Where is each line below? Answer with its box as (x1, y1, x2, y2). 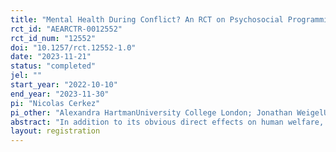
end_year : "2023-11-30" (10, 89, 110, 99)
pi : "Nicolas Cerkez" (10, 98, 101, 108)
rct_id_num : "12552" (10, 33, 97, 43)
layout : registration (10, 126, 101, 136)
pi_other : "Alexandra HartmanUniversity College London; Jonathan (10, 107, 293, 118)
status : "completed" (10, 61, 97, 71)
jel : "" (10, 71, 43, 81)
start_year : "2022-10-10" (10, 80, 118, 90)
